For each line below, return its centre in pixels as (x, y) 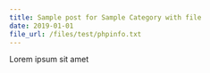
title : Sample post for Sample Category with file (105, 17)
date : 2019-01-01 (42, 26)
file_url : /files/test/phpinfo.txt (76, 34)
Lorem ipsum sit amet (49, 60)
